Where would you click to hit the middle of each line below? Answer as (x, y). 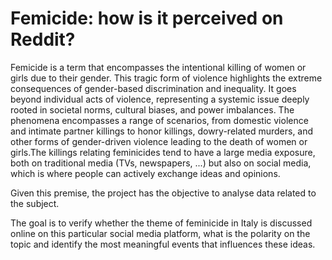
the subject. (35, 203)
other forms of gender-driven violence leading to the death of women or (159, 141)
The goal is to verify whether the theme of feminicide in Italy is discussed (161, 223)
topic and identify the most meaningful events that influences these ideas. (163, 244)
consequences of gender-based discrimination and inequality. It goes (153, 88)
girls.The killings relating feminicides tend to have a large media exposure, (163, 152)
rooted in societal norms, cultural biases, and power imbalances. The (152, 109)
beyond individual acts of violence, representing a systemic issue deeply (160, 99)
